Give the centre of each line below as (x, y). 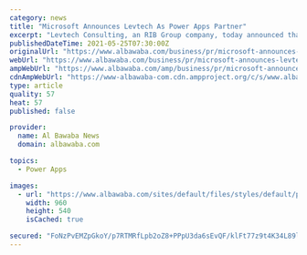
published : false (42, 111)
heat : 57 (26, 102)
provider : (28, 127)
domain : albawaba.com (59, 145)
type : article (37, 86)
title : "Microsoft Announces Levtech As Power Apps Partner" (128, 26)
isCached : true (55, 219)
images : (24, 186)
